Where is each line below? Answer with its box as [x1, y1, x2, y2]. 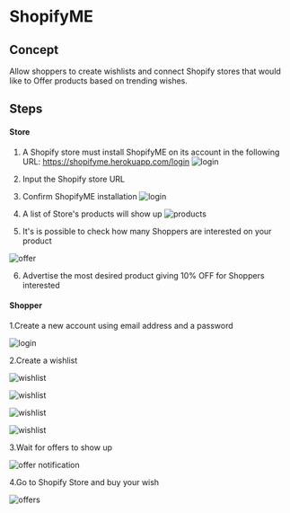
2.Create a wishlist [9, 355, 78, 366]
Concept [9, 42, 59, 57]
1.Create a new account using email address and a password [9, 320, 233, 331]
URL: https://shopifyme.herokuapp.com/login [22, 155, 190, 167]
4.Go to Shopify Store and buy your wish [9, 476, 160, 487]
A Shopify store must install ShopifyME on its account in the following [22, 146, 280, 157]
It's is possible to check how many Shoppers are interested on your [22, 226, 272, 236]
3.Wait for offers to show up [9, 442, 112, 453]
